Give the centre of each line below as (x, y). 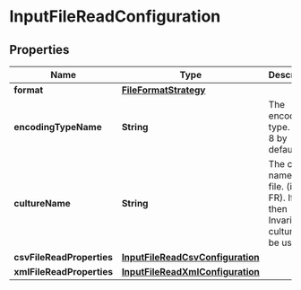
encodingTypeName (58, 127)
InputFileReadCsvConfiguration (190, 257)
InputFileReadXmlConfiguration (190, 272)
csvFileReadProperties (64, 257)
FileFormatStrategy (163, 90)
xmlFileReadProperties (64, 272)
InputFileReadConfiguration (115, 17)
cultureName (43, 203)
